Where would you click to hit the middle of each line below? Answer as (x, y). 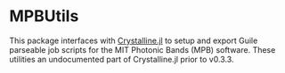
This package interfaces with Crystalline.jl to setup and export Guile (134, 40)
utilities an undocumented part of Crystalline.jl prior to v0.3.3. (122, 59)
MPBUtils (44, 16)
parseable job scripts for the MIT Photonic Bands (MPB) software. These (142, 49)
